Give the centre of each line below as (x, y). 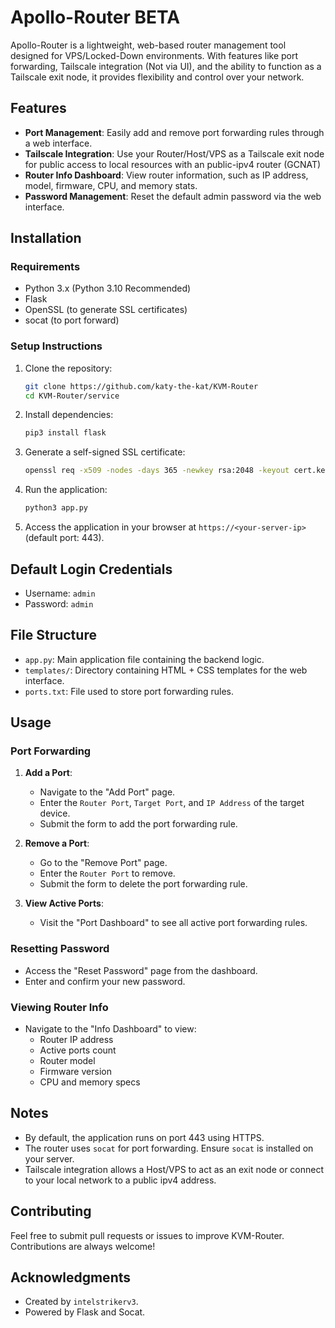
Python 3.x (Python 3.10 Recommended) (108, 288)
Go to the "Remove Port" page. (103, 863)
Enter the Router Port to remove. (107, 873)
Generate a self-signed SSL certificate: (105, 452)
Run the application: (66, 490)
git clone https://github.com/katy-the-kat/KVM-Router (141, 386)
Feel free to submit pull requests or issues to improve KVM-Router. (147, 1235)
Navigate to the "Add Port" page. (107, 792)
